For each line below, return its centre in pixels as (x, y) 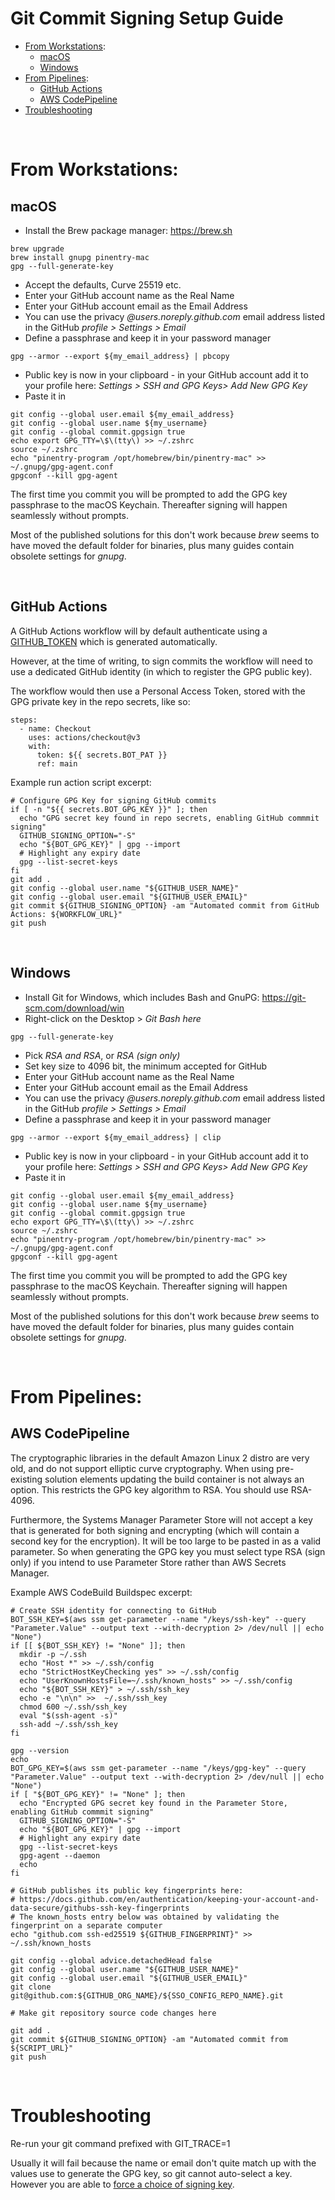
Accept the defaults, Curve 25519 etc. (103, 284)
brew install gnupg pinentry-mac (80, 257)
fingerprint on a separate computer (86, 1925)
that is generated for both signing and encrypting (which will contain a (155, 1530)
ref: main (57, 763)
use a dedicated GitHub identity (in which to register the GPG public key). (161, 671)
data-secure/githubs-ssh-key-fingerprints (100, 1908)
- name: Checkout (55, 728)
